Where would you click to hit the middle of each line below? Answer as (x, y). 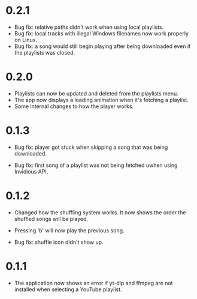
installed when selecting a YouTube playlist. (68, 289)
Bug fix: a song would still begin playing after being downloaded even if (102, 46)
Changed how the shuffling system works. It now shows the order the (100, 212)
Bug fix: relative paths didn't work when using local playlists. (89, 27)
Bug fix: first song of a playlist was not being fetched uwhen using (96, 165)
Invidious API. (31, 171)
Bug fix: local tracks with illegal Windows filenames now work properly (101, 33)
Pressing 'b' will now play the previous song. (69, 230)
